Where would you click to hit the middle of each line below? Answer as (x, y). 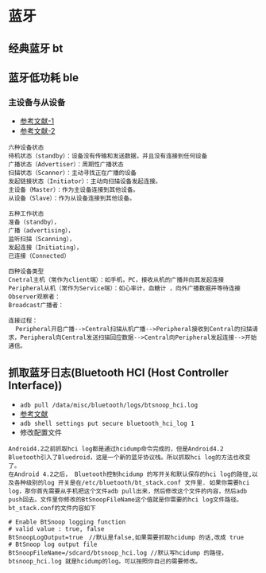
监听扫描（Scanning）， (42, 240)
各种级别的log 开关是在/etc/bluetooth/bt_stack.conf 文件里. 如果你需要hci (132, 483)
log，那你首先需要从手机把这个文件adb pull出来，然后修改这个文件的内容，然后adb (128, 491)
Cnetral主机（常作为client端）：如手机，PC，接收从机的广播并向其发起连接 (116, 280)
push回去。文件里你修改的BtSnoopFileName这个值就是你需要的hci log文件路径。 (125, 500)
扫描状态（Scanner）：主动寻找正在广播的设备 (73, 173)
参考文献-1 (37, 121)
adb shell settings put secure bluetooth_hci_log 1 (107, 424)
